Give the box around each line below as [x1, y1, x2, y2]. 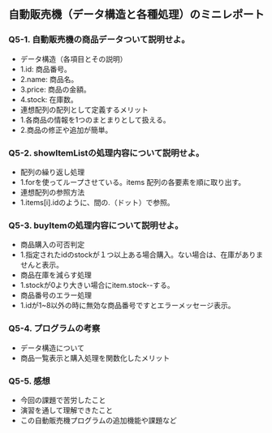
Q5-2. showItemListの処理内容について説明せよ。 [8, 147, 205, 158]
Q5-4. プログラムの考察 [8, 323, 101, 334]
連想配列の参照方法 [19, 187, 85, 197]
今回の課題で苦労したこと [19, 395, 106, 405]
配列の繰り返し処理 [19, 167, 85, 177]
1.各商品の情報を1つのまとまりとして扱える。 [19, 114, 171, 124]
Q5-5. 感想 [8, 375, 50, 387]
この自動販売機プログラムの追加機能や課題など [19, 415, 177, 425]
